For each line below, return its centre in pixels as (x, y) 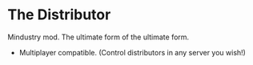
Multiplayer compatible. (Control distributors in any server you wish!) (132, 52)
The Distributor (59, 15)
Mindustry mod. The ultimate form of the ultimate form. (98, 37)
